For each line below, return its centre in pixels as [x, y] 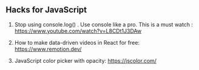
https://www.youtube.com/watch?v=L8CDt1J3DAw [78, 31]
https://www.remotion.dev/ [48, 49]
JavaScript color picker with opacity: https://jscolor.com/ [86, 60]
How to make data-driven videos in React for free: [77, 42]
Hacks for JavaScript [46, 10]
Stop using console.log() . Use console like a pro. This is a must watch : [104, 24]
